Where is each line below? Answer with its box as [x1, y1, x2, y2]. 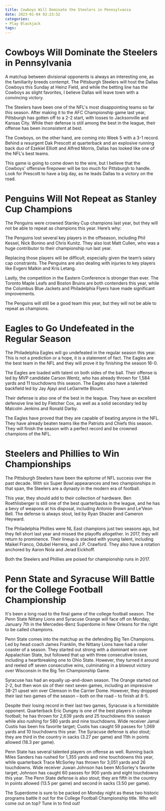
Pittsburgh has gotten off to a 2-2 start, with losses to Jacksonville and [5, 115, 149, 121]
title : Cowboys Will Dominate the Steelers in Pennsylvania [5, 7, 132, 12]
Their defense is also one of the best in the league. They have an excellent [5, 395, 157, 401]
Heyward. [5, 516, 25, 522]
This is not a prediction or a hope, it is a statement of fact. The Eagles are [5, 355, 154, 361]
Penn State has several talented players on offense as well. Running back [5, 749, 154, 755]
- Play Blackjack [5, 21, 41, 26]
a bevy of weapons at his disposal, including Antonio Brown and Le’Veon [5, 505, 153, 511]
